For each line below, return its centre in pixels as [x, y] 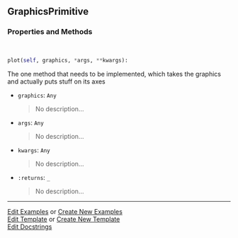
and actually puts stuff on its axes [57, 81]
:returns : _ [34, 177]
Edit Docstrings [30, 227]
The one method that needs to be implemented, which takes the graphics [114, 74]
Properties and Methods [50, 32]
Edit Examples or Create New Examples [65, 211]
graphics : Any [37, 95]
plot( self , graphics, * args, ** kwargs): [68, 60]
